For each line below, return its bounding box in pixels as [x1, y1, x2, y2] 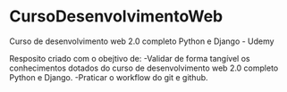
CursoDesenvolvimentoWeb [9, 6, 224, 27]
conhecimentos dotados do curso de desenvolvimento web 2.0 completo [9, 63, 279, 73]
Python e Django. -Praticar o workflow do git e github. [9, 71, 208, 82]
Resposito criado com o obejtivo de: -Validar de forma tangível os [9, 53, 250, 63]
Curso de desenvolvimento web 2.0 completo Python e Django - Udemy [9, 36, 274, 46]
